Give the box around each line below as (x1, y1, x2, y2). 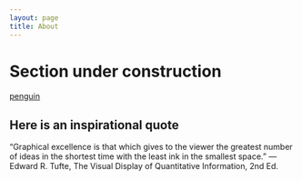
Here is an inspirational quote (9, 117, 179, 133)
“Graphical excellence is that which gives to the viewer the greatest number (9, 142, 293, 153)
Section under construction (9, 61, 222, 82)
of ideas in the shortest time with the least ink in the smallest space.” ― (9, 151, 277, 162)
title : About (9, 22, 59, 31)
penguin (9, 91, 41, 102)
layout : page (9, 13, 59, 23)
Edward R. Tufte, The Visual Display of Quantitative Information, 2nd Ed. (9, 161, 279, 172)
